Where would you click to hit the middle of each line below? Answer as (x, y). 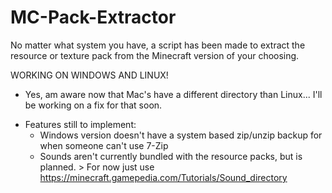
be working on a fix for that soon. (93, 105)
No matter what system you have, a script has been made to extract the (158, 45)
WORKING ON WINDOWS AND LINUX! (89, 75)
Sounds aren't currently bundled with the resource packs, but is (171, 156)
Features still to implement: (80, 124)
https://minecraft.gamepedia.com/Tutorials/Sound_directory (163, 177)
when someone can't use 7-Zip (104, 145)
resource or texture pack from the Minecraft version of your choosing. (155, 55)
